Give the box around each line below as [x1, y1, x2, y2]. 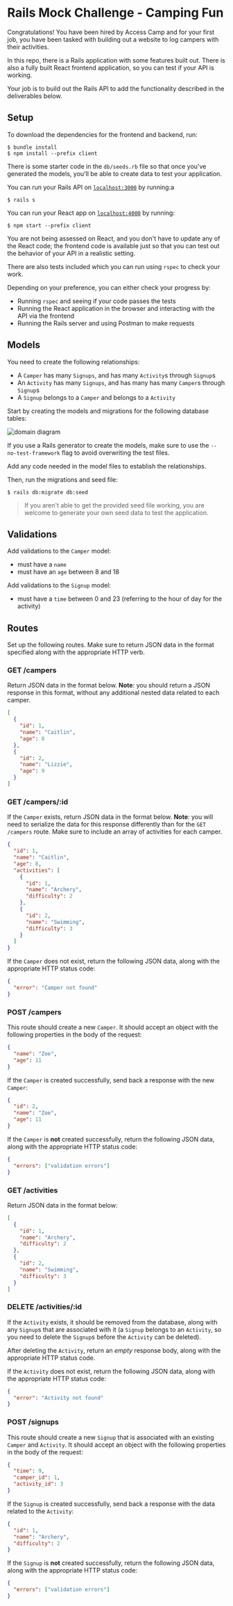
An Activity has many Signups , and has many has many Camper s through [17, 378, 225, 387]
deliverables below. [7, 92, 62, 100]
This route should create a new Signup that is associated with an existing [7, 1433, 214, 1441]
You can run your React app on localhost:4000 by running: [7, 209, 175, 217]
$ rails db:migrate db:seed [7, 489, 89, 496]
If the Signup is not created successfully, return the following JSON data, [7, 1559, 215, 1567]
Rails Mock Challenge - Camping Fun [7, 5, 224, 21]
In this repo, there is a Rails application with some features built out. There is [7, 56, 225, 64]
